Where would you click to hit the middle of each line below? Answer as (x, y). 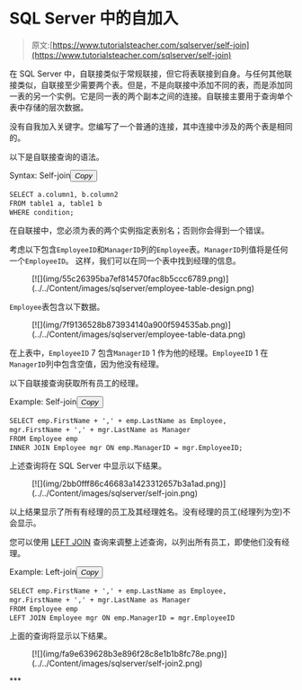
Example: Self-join (43, 402)
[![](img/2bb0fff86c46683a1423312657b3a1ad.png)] (129, 483)
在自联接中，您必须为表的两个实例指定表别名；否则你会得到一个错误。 (139, 230)
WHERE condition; (42, 212)
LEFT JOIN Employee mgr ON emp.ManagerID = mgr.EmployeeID (122, 618)
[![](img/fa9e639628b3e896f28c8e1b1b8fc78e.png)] (129, 653)
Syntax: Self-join (40, 175)
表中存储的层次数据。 (49, 107)
